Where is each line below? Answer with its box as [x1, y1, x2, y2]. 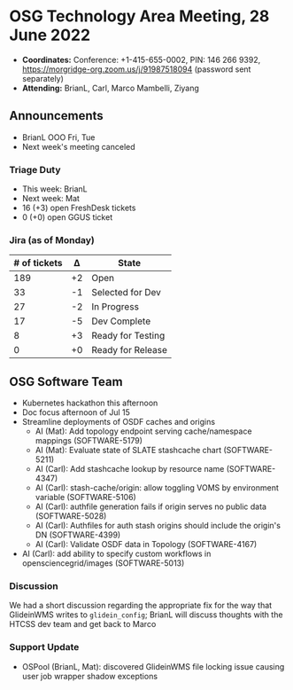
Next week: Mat [21, 193, 80, 204]
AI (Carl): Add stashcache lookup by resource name [35, 464, 225, 474]
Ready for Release [91, 344, 168, 357]
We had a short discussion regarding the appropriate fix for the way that [9, 600, 273, 611]
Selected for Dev [91, 286, 162, 299]
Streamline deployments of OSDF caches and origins [21, 417, 215, 427]
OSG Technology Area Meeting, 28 [9, 6, 270, 27]
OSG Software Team [9, 374, 123, 389]
